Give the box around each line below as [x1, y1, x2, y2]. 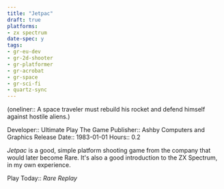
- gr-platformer [7, 61, 53, 68]
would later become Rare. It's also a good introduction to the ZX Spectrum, [7, 153, 218, 162]
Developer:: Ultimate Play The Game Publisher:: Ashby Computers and [7, 126, 205, 134]
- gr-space [7, 73, 38, 81]
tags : [7, 42, 23, 49]
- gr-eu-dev [7, 49, 41, 55]
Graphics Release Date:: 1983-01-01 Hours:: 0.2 [7, 133, 141, 141]
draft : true [7, 16, 41, 23]
